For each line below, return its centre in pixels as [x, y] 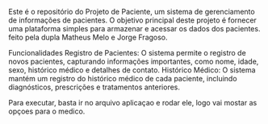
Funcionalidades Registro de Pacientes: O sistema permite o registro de [127, 53]
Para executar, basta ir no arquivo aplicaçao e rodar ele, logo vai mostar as [133, 103]
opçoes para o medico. [47, 111]
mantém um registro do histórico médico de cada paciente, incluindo [123, 79]
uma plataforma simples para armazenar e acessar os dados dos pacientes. [134, 29]
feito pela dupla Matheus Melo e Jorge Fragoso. [88, 37]
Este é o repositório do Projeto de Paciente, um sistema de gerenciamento [132, 12]
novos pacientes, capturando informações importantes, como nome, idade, [134, 61]
